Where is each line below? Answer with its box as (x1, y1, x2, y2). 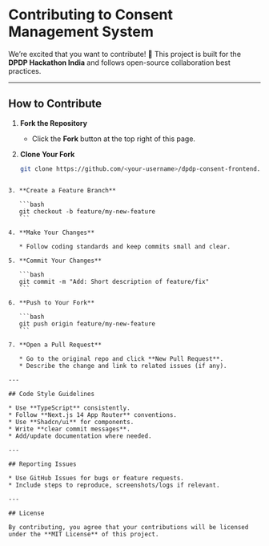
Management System (8, 22, 155, 41)
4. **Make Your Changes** (8, 229, 94, 237)
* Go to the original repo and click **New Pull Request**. (18, 354, 224, 362)
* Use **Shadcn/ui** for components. (8, 418, 134, 426)
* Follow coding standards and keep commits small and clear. (18, 242, 231, 250)
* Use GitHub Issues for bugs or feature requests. (8, 474, 184, 482)
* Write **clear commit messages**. (8, 425, 130, 433)
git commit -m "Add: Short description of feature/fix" (18, 277, 210, 285)
